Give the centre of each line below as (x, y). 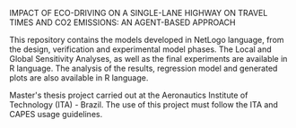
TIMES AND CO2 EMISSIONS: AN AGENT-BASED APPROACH (122, 22)
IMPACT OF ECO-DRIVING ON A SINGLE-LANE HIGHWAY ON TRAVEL (139, 13)
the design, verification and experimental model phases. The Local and (140, 49)
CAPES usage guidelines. (56, 114)
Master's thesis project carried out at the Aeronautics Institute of (129, 95)
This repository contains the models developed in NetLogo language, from (147, 40)
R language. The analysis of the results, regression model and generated (144, 68)
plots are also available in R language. (79, 78)
